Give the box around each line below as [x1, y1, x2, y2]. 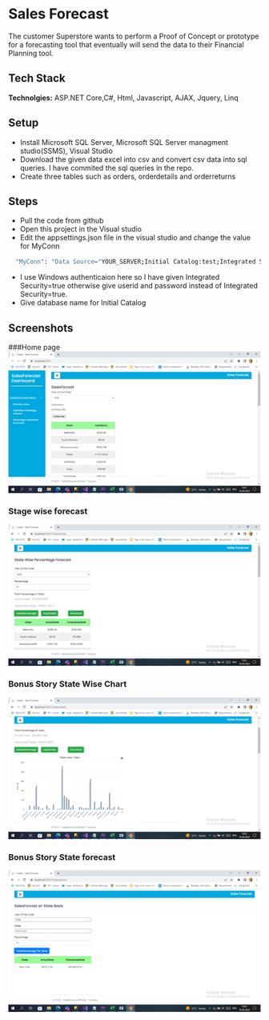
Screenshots [8, 321, 74, 335]
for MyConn [19, 241, 60, 251]
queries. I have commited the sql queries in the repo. [19, 163, 195, 172]
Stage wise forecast [8, 506, 88, 517]
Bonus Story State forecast [8, 851, 116, 862]
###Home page [8, 342, 61, 353]
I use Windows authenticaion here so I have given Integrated [19, 272, 220, 282]
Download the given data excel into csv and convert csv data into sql [19, 154, 247, 164]
